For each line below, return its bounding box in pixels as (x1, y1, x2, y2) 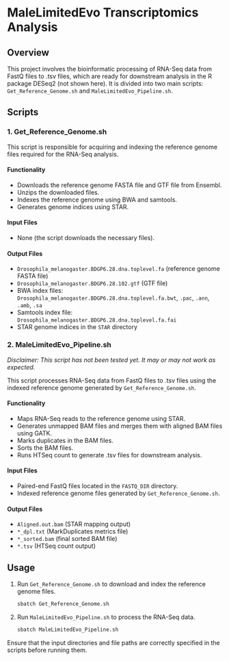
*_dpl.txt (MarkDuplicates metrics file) (16, 527, 129, 536)
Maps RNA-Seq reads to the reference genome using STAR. (16, 414, 186, 422)
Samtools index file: (16, 309, 73, 317)
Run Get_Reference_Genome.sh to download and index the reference (16, 580, 206, 588)
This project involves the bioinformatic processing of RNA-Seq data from (7, 65, 213, 73)
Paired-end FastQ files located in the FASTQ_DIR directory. (16, 482, 178, 490)
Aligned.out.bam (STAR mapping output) (16, 520, 131, 529)
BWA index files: (16, 287, 64, 295)
